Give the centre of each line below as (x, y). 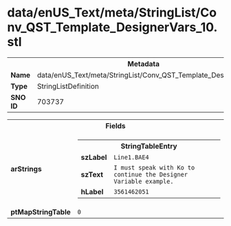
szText (92, 174)
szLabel (94, 157)
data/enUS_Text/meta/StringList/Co (112, 13)
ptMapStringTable (41, 212)
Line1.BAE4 (131, 157)
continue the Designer (150, 174)
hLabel (92, 192)
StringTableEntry (149, 146)
